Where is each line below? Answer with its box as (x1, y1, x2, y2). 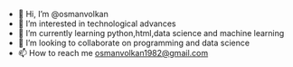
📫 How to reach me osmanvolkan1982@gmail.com (17, 48, 209, 58)
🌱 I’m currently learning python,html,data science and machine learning (17, 28, 285, 38)
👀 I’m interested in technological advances (17, 18, 176, 29)
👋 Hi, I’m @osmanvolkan (17, 9, 109, 19)
